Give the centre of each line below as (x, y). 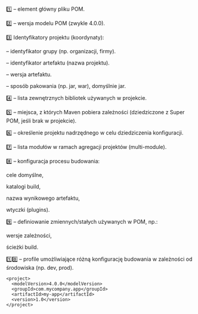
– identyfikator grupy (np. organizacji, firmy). (61, 51)
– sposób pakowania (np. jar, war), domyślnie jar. (66, 86)
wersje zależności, (29, 235)
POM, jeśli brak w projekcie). (41, 121)
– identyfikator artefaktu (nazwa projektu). (58, 63)
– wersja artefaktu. (29, 74)
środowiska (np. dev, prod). (40, 268)
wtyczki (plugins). (28, 210)
